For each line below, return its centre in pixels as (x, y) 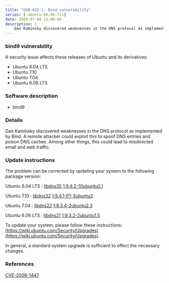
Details (14, 120)
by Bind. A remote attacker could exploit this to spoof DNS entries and (78, 136)
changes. (15, 251)
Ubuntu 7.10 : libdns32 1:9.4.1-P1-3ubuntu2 (49, 196)
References (20, 264)
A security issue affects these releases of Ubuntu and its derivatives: (76, 57)
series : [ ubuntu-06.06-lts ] (36, 15)
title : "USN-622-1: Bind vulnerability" (48, 10)
